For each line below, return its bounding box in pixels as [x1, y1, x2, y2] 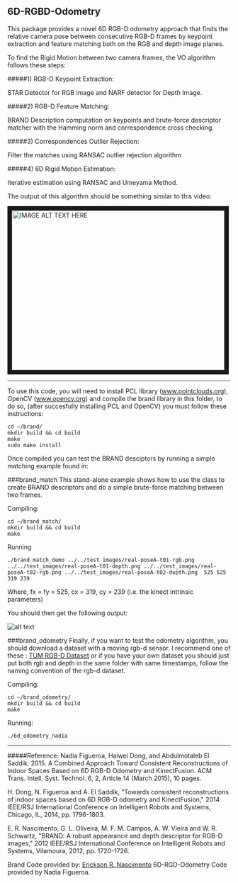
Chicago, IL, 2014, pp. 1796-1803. [7, 810, 106, 819]
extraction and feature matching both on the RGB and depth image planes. [7, 39, 225, 48]
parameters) [7, 595, 44, 603]
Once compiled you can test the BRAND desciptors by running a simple [7, 454, 215, 463]
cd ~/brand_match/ [7, 517, 62, 525]
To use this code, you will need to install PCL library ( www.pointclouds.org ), [7, 386, 229, 395]
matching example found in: [7, 461, 89, 470]
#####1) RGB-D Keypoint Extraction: [7, 74, 115, 83]
